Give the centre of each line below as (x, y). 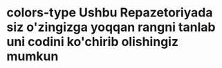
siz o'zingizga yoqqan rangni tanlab (111, 27)
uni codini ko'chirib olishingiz (93, 42)
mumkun (33, 57)
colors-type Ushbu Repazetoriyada (110, 13)
